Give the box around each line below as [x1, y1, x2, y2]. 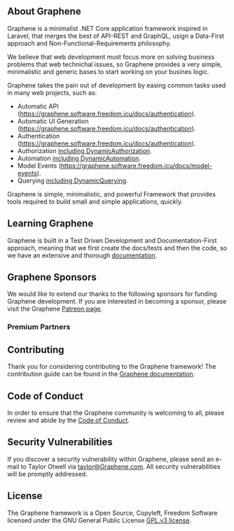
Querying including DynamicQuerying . [17, 176, 128, 185]
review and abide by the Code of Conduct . [7, 416, 130, 424]
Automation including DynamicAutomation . [17, 154, 142, 162]
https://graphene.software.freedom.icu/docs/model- [60, 161, 212, 170]
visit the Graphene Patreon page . [7, 304, 103, 313]
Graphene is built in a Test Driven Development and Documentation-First [7, 236, 217, 244]
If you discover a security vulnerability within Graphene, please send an [7, 455, 214, 463]
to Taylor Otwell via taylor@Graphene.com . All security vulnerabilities [20, 462, 221, 471]
